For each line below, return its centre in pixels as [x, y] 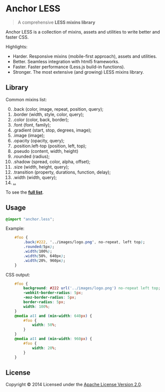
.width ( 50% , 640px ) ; [44, 256]
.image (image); [29, 135]
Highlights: [17, 46]
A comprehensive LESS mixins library [56, 22]
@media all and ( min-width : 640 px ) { [53, 316]
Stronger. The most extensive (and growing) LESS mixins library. [78, 72]
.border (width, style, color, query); [48, 114]
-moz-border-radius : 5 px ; [50, 298]
